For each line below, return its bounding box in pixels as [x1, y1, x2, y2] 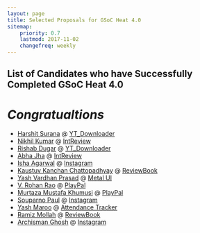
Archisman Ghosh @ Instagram [17, 218, 106, 226]
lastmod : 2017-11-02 [19, 36, 79, 43]
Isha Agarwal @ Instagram [17, 159, 93, 167]
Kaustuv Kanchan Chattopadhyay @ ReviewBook [17, 166, 158, 175]
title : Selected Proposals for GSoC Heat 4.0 [7, 17, 141, 24]
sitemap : [7, 23, 33, 30]
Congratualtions [7, 107, 104, 122]
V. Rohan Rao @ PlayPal [17, 181, 86, 189]
